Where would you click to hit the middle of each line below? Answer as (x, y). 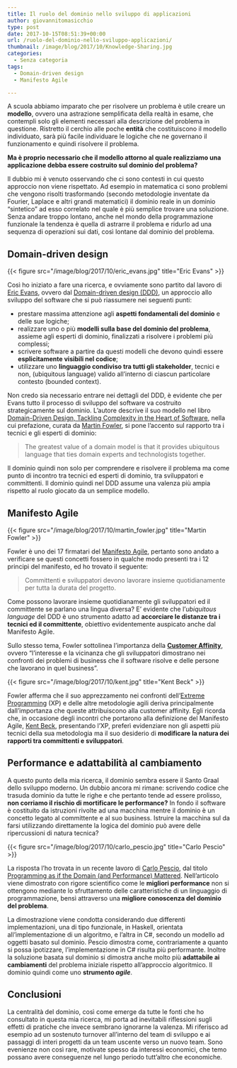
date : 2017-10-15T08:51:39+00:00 (57, 34)
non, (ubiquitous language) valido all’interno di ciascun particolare (114, 374)
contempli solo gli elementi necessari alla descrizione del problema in (109, 121)
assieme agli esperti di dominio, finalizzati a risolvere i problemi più (115, 336)
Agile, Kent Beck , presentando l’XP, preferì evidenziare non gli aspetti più (114, 726)
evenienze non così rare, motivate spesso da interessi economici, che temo (117, 1049)
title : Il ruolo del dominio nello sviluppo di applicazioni (99, 14)
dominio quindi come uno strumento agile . (70, 972)
